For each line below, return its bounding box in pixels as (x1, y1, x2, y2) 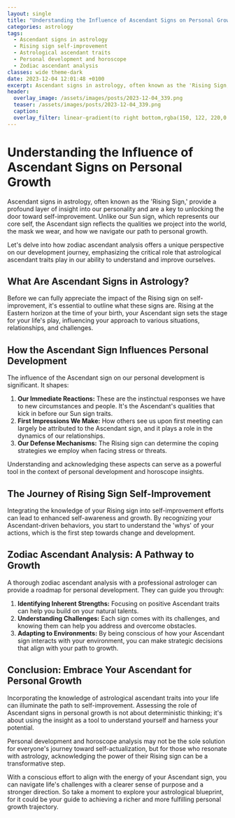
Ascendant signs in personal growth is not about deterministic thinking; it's (7, 708, 222, 717)
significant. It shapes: (7, 381, 69, 389)
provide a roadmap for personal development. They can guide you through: (7, 585, 225, 594)
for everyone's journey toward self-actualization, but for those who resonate (7, 744, 227, 752)
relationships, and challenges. (7, 324, 94, 332)
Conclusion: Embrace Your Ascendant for (7, 664, 192, 676)
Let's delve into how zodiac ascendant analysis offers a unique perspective (7, 241, 225, 249)
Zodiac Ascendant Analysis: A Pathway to (7, 549, 194, 561)
